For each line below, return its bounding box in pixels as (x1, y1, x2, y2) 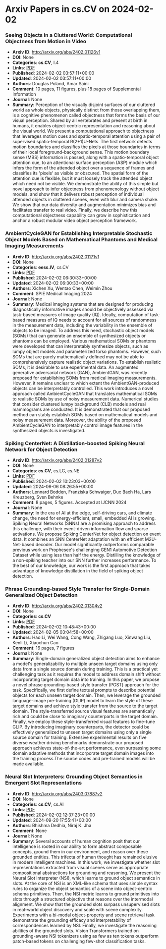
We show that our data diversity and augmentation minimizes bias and (12, 202, 156, 208)
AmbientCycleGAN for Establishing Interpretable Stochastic (5, 230, 153, 237)
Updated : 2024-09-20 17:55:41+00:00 (12, 817, 91, 823)
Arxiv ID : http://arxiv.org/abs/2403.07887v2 (12, 790, 103, 796)
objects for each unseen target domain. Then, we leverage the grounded (12, 692, 161, 698)
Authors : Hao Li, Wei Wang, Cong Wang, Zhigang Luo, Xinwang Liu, (12, 634, 152, 640)
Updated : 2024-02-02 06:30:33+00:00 (12, 280, 94, 286)
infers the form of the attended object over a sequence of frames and (12, 165, 155, 171)
